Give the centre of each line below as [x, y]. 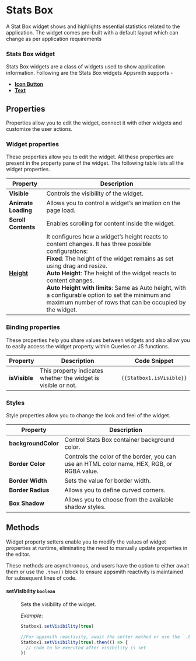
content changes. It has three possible [99, 244]
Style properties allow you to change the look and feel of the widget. [88, 415]
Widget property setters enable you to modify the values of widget [86, 542]
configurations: [67, 251]
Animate [21, 203]
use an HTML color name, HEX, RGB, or [118, 463]
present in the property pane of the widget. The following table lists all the [95, 163]
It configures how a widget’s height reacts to [107, 237]
